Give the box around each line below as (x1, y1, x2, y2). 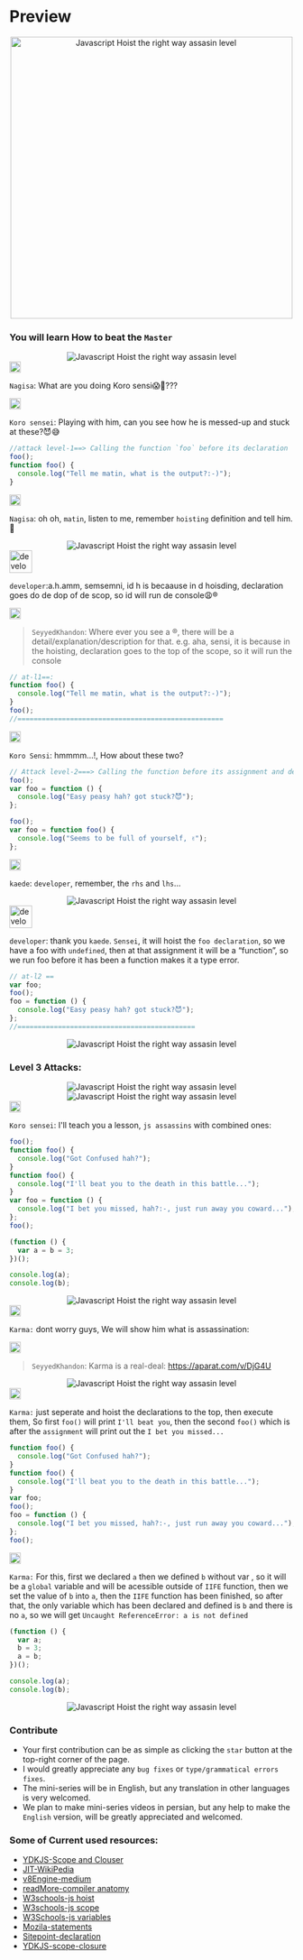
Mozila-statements (22, 1921, 93, 1932)
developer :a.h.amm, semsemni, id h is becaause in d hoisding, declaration (9, 580, 284, 591)
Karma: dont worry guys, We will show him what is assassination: (9, 1324, 250, 1335)
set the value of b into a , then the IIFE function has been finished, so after (9, 1590, 284, 1601)
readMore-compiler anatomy (22, 1883, 130, 1894)
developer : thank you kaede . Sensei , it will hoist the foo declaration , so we (9, 935, 286, 946)
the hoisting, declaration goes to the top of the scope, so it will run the (31, 645, 293, 656)
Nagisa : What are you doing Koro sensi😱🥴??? (9, 381, 179, 391)
